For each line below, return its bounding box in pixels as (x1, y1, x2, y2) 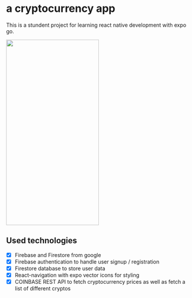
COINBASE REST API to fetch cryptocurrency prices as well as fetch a (14, 278, 185, 285)
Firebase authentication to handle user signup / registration (14, 258, 160, 265)
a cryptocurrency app (6, 2, 116, 15)
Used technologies (6, 236, 78, 246)
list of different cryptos (14, 285, 71, 292)
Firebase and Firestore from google (14, 251, 101, 258)
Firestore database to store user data (14, 265, 105, 272)
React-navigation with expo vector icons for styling (14, 271, 140, 278)
